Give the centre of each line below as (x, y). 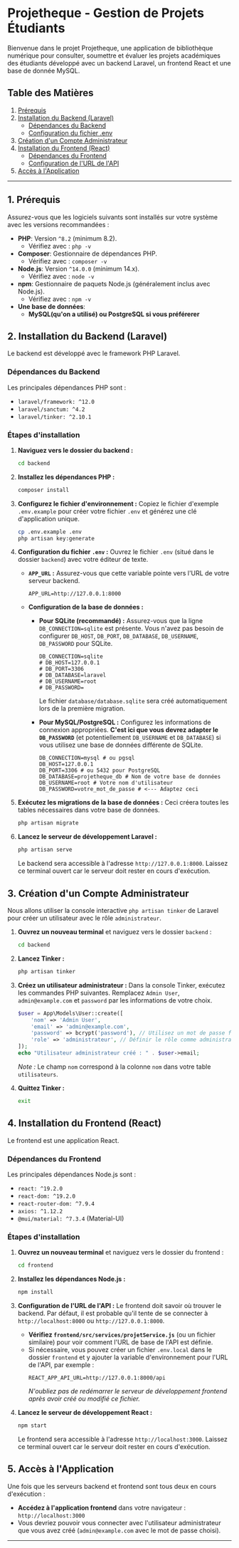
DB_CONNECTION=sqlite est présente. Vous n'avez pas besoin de (131, 629)
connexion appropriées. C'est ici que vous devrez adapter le (129, 730)
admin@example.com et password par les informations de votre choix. (115, 1000)
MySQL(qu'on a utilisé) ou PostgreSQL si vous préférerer (114, 314)
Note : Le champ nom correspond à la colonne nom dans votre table (114, 1067)
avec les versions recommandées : (58, 224)
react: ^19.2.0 (40, 1188)
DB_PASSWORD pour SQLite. (76, 644)
